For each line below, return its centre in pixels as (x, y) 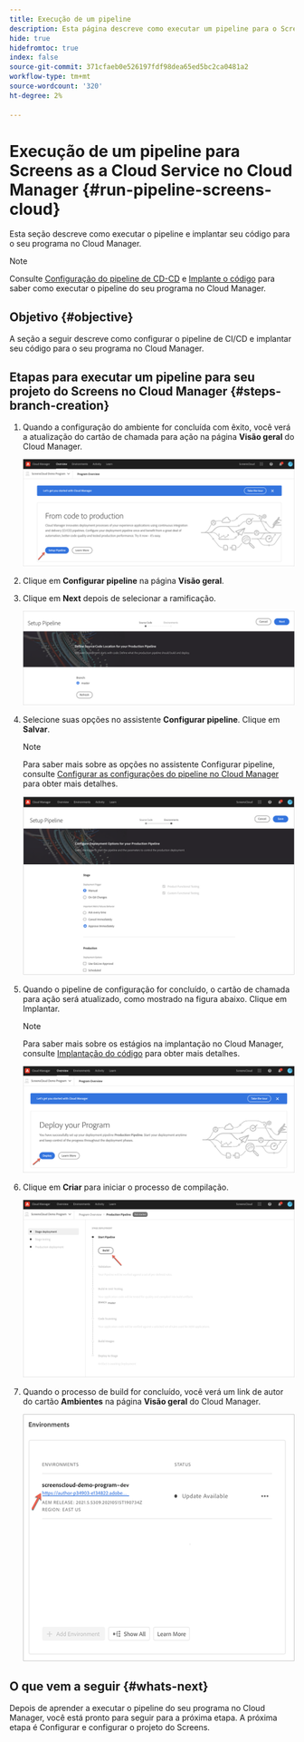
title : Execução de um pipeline (70, 19)
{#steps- (256, 391)
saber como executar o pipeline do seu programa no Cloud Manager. (138, 288)
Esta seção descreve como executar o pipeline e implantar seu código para (150, 234)
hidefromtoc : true (44, 48)
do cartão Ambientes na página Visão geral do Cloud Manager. (141, 1401)
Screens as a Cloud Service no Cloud (151, 170)
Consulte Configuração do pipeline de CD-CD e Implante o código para (142, 279)
